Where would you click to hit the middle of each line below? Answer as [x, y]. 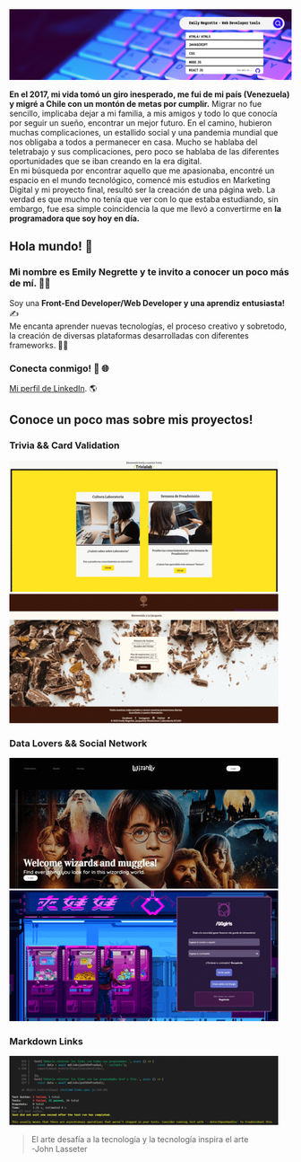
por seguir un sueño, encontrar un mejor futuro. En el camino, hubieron [141, 123]
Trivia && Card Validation [64, 445]
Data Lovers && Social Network [78, 743]
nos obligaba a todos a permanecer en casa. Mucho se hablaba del [133, 142]
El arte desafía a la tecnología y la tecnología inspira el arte [140, 1140]
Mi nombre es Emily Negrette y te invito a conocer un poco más [149, 272]
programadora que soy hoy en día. [75, 218]
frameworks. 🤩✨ [39, 345]
